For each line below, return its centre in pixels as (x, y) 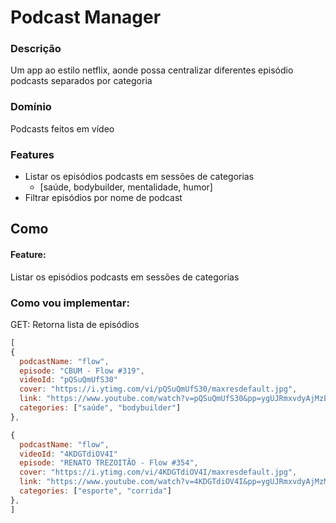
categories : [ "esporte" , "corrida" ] (95, 491)
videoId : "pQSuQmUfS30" (68, 380)
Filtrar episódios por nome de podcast (103, 198)
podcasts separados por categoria (81, 81)
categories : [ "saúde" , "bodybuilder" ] (100, 408)
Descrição (36, 49)
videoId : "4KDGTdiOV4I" (68, 454)
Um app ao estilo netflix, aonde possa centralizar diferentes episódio (152, 70)
